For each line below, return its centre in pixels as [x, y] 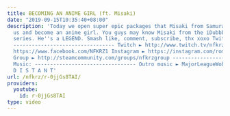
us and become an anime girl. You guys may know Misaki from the [108, 32]
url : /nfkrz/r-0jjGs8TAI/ [44, 77]
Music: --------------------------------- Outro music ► [96, 64]
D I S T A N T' [35, 70]
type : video [24, 102]
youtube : [26, 89]
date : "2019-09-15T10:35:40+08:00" [58, 20]
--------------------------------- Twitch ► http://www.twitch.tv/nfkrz [119, 45]
